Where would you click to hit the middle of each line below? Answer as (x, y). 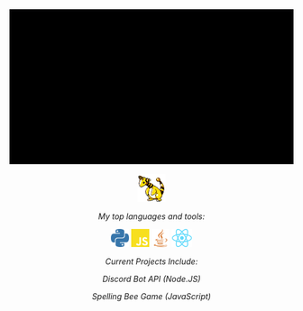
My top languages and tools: (151, 216)
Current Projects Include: (151, 261)
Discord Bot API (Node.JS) (151, 279)
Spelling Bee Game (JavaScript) (151, 296)
